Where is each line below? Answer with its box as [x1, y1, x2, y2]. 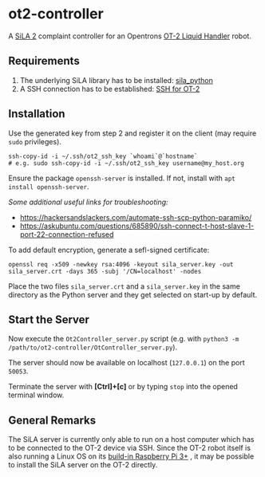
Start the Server [8, 313, 90, 326]
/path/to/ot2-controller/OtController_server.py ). [8, 342, 178, 352]
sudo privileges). [8, 136, 62, 146]
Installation [8, 107, 65, 120]
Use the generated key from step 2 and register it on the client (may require [8, 128, 257, 138]
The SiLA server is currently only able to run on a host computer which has [8, 435, 255, 444]
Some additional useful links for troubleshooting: [8, 197, 169, 207]
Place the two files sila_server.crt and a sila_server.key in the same [8, 281, 241, 291]
